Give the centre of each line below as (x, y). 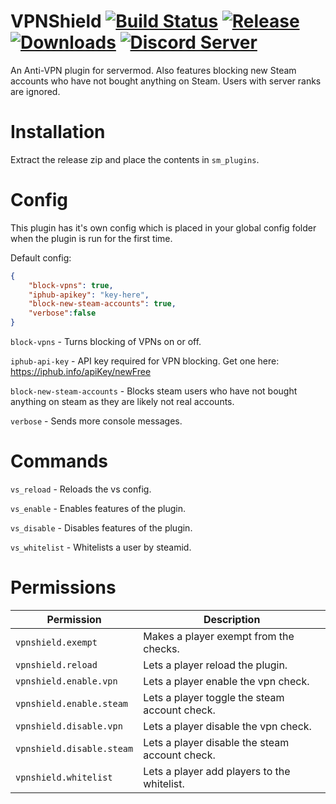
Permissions (63, 587)
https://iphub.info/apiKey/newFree (81, 372)
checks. (161, 648)
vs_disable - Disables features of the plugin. (101, 528)
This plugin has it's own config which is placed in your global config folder (163, 227)
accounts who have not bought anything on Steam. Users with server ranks (166, 81)
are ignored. (35, 91)
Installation (58, 132)
